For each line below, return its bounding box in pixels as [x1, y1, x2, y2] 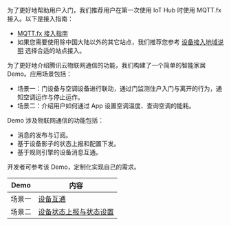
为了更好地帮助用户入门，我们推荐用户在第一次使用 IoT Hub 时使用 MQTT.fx [7, 6, 222, 14]
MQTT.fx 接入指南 [16, 30, 69, 37]
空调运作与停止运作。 [23, 93, 84, 101]
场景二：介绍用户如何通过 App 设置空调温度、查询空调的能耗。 [16, 102, 195, 110]
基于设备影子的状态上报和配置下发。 [16, 140, 120, 147]
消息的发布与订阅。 [16, 131, 72, 139]
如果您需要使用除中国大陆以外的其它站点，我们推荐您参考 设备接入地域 [16, 38, 218, 46]
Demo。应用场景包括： [7, 70, 72, 78]
